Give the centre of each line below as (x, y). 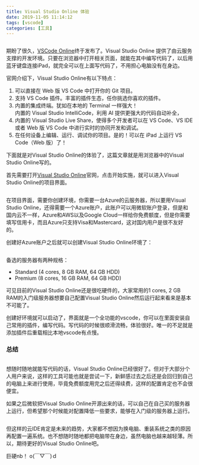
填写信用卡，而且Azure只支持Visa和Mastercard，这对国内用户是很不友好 (95, 222)
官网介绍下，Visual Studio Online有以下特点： (62, 78)
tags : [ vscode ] (25, 22)
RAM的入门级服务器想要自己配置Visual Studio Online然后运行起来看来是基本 (99, 298)
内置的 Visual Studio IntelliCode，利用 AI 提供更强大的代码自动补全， (98, 113)
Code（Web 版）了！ (41, 143)
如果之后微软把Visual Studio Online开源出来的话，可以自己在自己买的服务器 (98, 403)
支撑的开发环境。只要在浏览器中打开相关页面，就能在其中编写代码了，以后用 (99, 58)
